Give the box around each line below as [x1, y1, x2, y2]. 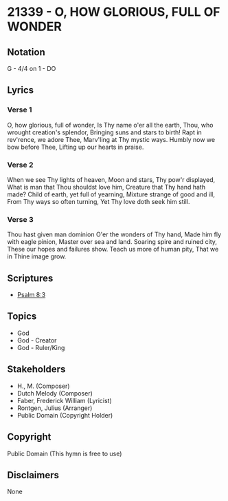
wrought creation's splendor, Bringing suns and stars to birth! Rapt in [7, 128, 203, 136]
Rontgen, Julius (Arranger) [16, 404, 93, 412]
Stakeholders [7, 363, 66, 376]
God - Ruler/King [16, 343, 65, 351]
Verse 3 [7, 214, 34, 224]
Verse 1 [7, 105, 32, 114]
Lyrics [7, 84, 34, 96]
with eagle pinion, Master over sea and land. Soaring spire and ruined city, [7, 238, 218, 246]
